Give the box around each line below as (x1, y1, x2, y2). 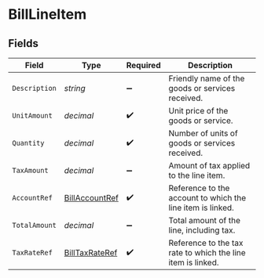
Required (126, 60, 161, 70)
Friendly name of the (168, 73, 245, 84)
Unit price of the (168, 106, 229, 116)
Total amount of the (168, 215, 241, 226)
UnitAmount (12, 111, 53, 120)
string (64, 83, 86, 93)
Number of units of (168, 128, 238, 139)
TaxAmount (12, 166, 49, 175)
